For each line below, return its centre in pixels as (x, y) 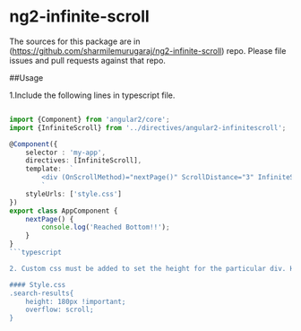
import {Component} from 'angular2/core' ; (90, 119)
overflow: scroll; (60, 310)
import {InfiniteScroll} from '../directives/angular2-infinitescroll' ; (148, 127)
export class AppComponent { (64, 211)
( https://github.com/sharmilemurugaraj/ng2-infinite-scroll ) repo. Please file (148, 50)
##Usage (26, 77)
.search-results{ (42, 293)
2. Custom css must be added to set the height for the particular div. (148, 268)
